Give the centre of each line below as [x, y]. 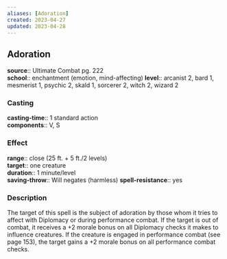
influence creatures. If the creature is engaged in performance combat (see [114, 235]
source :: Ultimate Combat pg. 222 [56, 71]
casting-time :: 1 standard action [52, 118]
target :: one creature [37, 165]
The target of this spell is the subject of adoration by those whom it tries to [112, 213]
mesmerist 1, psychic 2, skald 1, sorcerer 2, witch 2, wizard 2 [93, 85]
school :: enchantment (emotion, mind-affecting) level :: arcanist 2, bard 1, [111, 78]
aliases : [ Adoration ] [38, 13]
